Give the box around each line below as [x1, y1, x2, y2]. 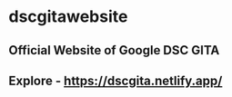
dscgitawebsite [8, 6, 128, 27]
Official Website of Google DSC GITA [8, 43, 220, 58]
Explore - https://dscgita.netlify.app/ [8, 73, 223, 88]
